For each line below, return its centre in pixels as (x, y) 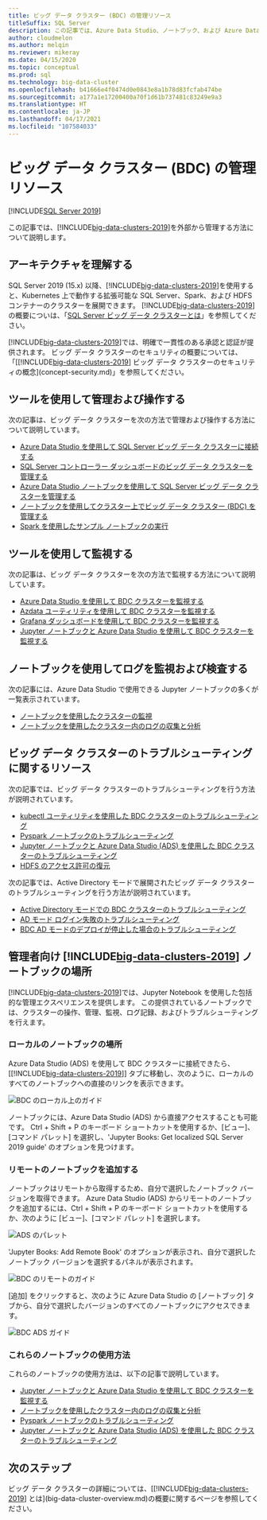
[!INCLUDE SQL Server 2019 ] (55, 211)
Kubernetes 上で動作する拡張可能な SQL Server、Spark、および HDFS (137, 295)
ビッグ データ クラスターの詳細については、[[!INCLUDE (99, 1489)
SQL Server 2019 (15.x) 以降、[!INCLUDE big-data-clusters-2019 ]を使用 (124, 285)
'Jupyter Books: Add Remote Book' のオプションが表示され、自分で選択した (132, 1252)
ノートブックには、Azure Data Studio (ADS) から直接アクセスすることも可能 (133, 1117)
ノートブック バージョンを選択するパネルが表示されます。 (103, 1262)
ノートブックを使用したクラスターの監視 (86, 716)
